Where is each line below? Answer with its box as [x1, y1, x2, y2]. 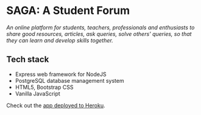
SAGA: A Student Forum [6, 4, 130, 18]
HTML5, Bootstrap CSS [15, 83, 74, 91]
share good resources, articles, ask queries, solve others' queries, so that [6, 30, 192, 37]
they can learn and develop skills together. [6, 37, 114, 44]
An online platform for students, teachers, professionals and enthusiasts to [6, 24, 195, 31]
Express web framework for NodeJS [15, 71, 107, 78]
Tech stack [6, 54, 49, 64]
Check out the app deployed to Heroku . [6, 102, 105, 109]
